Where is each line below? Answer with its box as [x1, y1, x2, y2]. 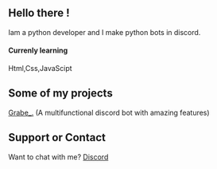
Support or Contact [8, 131, 106, 144]
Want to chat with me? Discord [8, 151, 109, 162]
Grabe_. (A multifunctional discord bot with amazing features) [8, 108, 210, 117]
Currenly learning [8, 45, 68, 55]
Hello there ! [8, 6, 70, 20]
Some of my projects [8, 87, 113, 100]
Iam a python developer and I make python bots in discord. [8, 27, 201, 37]
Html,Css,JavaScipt [8, 64, 73, 73]
